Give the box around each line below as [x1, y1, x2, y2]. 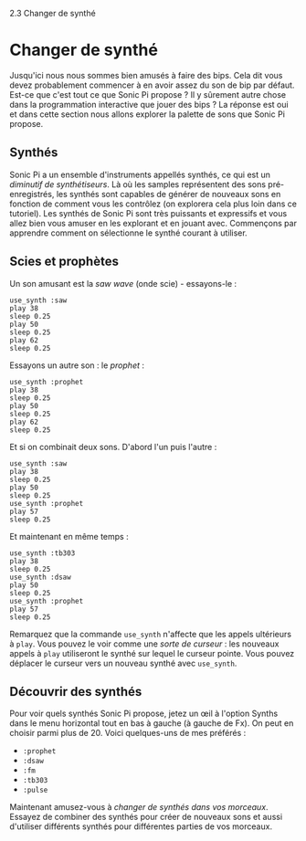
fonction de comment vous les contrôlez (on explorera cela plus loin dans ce [9, 198, 297, 209]
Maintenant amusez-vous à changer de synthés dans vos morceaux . [9, 802, 269, 813]
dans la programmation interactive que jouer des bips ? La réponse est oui [9, 99, 290, 110]
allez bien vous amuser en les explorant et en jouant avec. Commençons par [9, 217, 297, 228]
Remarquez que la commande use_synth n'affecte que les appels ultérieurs [9, 628, 292, 639]
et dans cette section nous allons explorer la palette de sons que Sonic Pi [9, 109, 286, 120]
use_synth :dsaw [9, 573, 71, 582]
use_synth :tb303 [9, 548, 76, 558]
